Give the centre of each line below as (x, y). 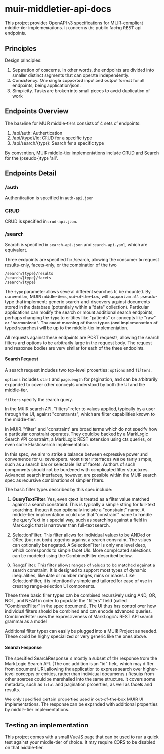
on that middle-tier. (24, 748)
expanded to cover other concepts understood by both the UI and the (75, 385)
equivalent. (16, 250)
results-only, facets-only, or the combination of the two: (61, 265)
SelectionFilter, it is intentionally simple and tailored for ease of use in (82, 581)
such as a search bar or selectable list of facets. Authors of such (70, 464)
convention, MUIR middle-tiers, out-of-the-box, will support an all (72, 296)
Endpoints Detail (31, 173)
